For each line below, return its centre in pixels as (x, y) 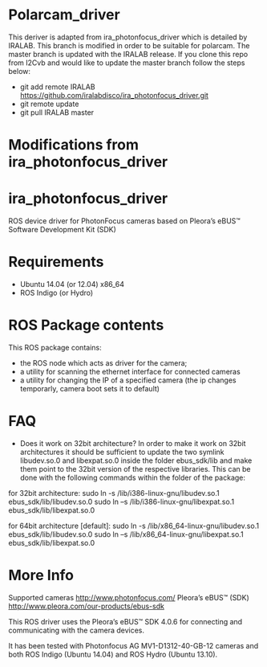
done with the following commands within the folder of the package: (133, 477)
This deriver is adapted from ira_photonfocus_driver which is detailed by (128, 37)
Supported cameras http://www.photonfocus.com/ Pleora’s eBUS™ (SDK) (129, 597)
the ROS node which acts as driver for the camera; (103, 362)
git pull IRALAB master (57, 112)
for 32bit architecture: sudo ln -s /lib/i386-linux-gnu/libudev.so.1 (114, 493)
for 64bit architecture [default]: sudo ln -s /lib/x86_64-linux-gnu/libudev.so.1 (133, 526)
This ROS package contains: (55, 347)
